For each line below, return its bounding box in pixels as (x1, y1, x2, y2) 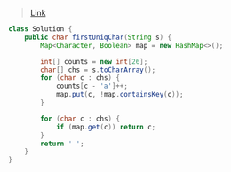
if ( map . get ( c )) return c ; (55, 122, 156, 131)
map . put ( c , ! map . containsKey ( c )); (55, 90, 184, 99)
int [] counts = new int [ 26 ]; (40, 57, 148, 66)
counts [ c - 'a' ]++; (55, 82, 128, 91)
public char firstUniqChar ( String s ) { (24, 33, 172, 42)
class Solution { (8, 25, 73, 34)
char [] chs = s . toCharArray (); (40, 66, 156, 74)
